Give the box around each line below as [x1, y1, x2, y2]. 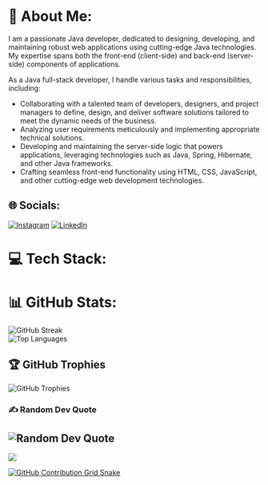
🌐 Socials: [8, 199, 61, 212]
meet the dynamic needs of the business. [19, 115, 157, 125]
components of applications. [26, 59, 121, 69]
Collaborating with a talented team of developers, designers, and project [19, 99, 259, 108]
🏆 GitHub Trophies [8, 358, 106, 372]
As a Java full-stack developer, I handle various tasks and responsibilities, [8, 75, 252, 84]
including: [8, 83, 42, 93]
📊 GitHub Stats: [8, 293, 118, 312]
